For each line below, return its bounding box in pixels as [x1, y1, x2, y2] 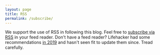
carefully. [5, 44, 24, 51]
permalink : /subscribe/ [5, 16, 53, 21]
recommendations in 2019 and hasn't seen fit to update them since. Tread [5, 40, 153, 45]
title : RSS [5, 12, 27, 16]
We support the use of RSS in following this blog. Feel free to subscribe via [5, 29, 155, 35]
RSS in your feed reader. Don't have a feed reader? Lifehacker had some [5, 34, 150, 40]
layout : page [5, 7, 32, 12]
